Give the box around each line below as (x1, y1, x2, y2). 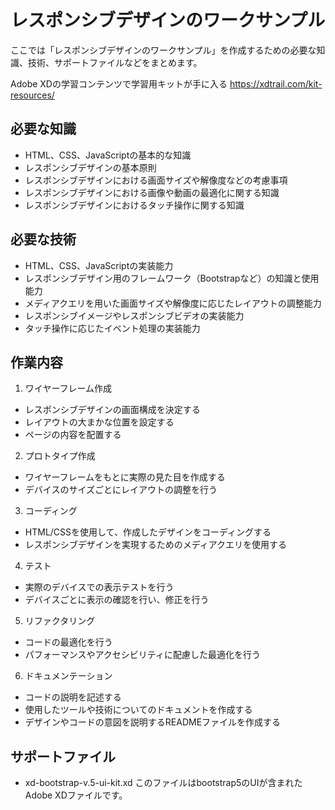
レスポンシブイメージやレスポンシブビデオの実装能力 (24, 309, 245, 321)
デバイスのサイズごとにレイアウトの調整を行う (24, 484, 218, 496)
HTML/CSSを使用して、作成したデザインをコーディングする (24, 526, 272, 538)
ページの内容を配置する (24, 429, 122, 441)
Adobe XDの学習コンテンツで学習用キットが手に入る (10, 77, 228, 90)
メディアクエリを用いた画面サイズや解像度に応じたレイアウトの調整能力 (24, 297, 322, 309)
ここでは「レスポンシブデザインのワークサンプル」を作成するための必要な (10, 44, 317, 56)
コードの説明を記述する (24, 691, 122, 703)
